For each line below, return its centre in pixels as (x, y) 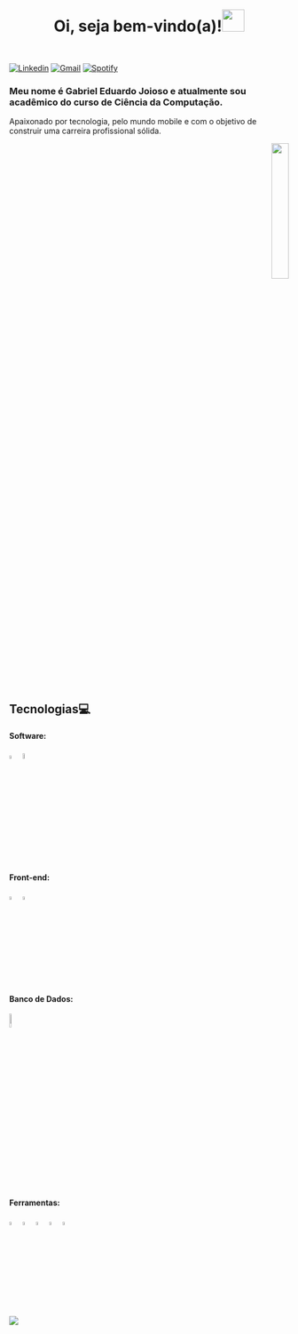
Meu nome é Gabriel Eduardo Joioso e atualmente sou (128, 91)
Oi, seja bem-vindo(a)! (138, 26)
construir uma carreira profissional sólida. (85, 131)
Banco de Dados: (41, 998)
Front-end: (30, 877)
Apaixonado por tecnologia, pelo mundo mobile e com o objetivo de (133, 122)
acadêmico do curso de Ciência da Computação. (116, 102)
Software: (28, 736)
